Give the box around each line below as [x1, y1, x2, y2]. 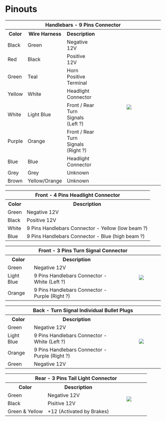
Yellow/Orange [28, 177, 62, 184]
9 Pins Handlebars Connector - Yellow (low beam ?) [26, 225, 148, 232]
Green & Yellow [7, 408, 43, 415]
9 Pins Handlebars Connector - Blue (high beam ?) [26, 233, 145, 240]
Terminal [66, 79, 87, 86]
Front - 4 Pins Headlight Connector [35, 191, 121, 198]
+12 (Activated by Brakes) [47, 408, 109, 415]
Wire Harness [28, 30, 62, 37]
